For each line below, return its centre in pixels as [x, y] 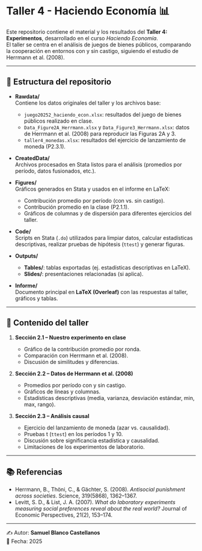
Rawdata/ [27, 96]
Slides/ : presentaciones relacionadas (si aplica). [84, 274]
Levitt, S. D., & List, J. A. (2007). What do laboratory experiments [95, 502]
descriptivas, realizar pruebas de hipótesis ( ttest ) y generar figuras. [100, 244]
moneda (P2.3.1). [45, 146]
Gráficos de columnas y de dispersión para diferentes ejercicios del [108, 213]
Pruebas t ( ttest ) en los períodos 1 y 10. [73, 434]
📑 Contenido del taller [47, 323]
